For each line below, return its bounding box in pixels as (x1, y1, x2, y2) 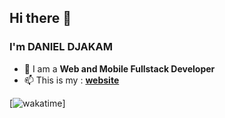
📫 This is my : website (23, 74, 120, 86)
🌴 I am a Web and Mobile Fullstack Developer (23, 62, 216, 75)
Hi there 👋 (9, 10, 72, 27)
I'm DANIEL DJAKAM (9, 40, 113, 54)
